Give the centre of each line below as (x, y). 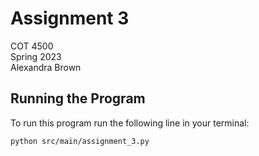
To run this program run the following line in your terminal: (130, 123)
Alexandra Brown (46, 67)
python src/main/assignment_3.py (80, 141)
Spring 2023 (36, 56)
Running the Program (78, 98)
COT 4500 (32, 46)
